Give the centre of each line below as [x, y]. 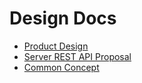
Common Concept [61, 67]
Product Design [56, 46]
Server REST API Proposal [77, 56]
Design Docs [63, 18]
